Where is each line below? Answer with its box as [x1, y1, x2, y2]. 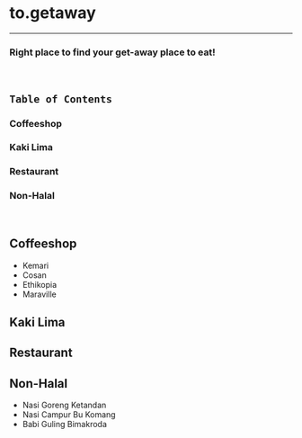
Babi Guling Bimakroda [22, 419, 108, 430]
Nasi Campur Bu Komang [22, 409, 116, 420]
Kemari [22, 260, 49, 271]
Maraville [22, 289, 57, 299]
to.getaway [9, 3, 96, 23]
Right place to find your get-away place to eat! [9, 46, 216, 58]
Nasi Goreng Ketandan [22, 399, 107, 411]
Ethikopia [22, 279, 58, 290]
